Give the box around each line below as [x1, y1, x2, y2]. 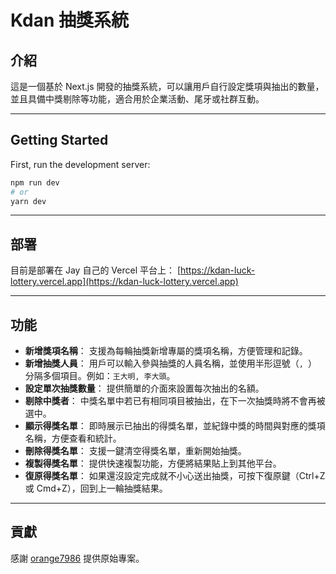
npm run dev [10, 177, 60, 188]
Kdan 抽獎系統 [10, 9, 130, 32]
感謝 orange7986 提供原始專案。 [10, 552, 145, 564]
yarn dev [10, 196, 47, 206]
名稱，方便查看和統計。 [24, 432, 122, 445]
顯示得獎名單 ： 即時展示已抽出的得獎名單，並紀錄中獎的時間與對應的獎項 [24, 420, 326, 432]
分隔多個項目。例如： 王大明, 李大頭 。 [24, 370, 176, 382]
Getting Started [10, 132, 109, 149]
